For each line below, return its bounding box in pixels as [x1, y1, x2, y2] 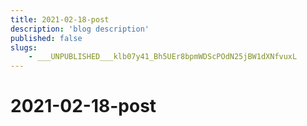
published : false [10, 33, 83, 43]
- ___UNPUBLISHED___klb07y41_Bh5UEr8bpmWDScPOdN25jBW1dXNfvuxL [28, 52, 298, 62]
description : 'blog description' [10, 24, 150, 34]
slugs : [10, 42, 38, 53]
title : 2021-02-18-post [10, 14, 110, 25]
